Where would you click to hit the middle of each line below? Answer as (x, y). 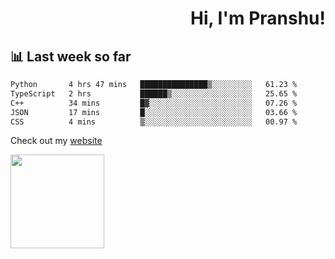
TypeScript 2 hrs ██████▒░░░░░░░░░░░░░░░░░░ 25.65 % (154, 93)
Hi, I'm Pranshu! (257, 18)
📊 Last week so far (71, 56)
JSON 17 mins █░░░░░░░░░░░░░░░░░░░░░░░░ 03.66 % (154, 112)
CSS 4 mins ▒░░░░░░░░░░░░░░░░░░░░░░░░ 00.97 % (154, 122)
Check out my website (56, 141)
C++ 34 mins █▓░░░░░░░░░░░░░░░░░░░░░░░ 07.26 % (154, 103)
